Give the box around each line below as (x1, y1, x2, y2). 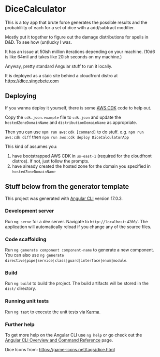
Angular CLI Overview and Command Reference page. (5, 337, 113, 343)
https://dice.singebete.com (5, 78, 59, 84)
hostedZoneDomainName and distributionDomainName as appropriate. (5, 119, 137, 125)
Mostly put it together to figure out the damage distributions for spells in (5, 34, 148, 40)
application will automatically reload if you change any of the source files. (5, 224, 151, 230)
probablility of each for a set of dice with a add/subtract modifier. (5, 24, 135, 30)
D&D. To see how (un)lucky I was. (5, 39, 72, 45)
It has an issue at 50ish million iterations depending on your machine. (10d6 (5, 49, 156, 54)
